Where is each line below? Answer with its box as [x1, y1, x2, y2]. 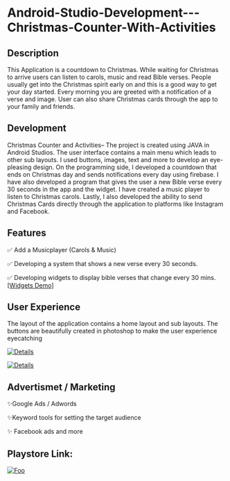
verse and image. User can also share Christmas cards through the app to [7, 95, 218, 103]
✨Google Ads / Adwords [7, 400, 78, 408]
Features [7, 227, 46, 239]
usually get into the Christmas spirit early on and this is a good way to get [7, 80, 217, 88]
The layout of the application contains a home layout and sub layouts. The [7, 320, 218, 328]
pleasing [7, 163, 32, 171]
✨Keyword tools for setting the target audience [7, 414, 141, 422]
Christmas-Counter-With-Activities [7, 19, 216, 35]
